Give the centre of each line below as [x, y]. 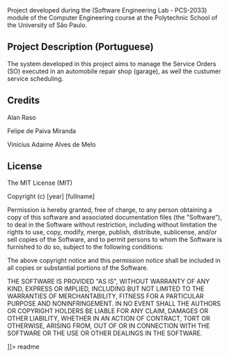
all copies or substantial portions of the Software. [78, 268]
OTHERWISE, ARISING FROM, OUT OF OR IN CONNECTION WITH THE [109, 326]
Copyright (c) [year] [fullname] [51, 197]
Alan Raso [22, 117]
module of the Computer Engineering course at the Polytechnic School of [112, 17]
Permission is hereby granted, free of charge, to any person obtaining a [110, 210]
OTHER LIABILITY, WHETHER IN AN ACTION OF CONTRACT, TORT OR [109, 319]
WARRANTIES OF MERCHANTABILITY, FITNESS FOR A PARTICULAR [105, 296]
